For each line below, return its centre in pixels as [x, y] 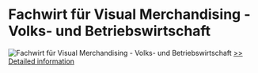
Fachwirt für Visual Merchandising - [129, 15]
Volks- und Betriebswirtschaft [110, 31]
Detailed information [42, 61]
